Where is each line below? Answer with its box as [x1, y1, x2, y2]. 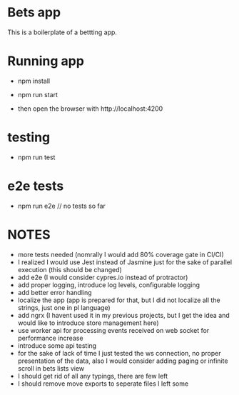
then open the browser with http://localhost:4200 [17, 104, 163, 113]
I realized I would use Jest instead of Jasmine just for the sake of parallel [17, 258, 233, 266]
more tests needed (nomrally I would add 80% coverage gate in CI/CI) [17, 250, 225, 259]
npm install [17, 76, 51, 85]
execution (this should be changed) [17, 265, 123, 274]
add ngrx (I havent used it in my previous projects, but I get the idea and [17, 311, 230, 319]
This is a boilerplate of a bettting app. [7, 28, 118, 36]
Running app [7, 53, 84, 69]
